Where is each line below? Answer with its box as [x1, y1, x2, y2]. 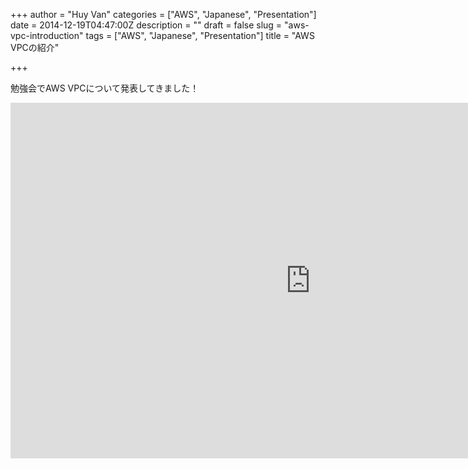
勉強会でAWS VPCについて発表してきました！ [10, 82, 200, 94]
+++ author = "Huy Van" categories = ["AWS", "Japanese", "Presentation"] [10, 9, 317, 20]
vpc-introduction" [10, 30, 84, 41]
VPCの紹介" [10, 42, 60, 53]
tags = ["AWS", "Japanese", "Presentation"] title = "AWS [85, 30, 315, 41]
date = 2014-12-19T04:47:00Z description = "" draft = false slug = [10, 19, 283, 31]
